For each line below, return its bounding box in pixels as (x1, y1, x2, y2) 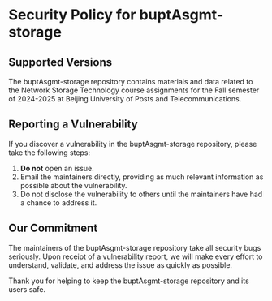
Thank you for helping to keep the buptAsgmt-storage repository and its (8, 276, 249, 286)
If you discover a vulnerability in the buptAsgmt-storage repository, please (8, 139, 257, 148)
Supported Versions (8, 55, 112, 69)
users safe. (8, 284, 46, 294)
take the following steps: (8, 148, 91, 157)
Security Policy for (8, 6, 136, 24)
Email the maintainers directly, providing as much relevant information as (19, 172, 264, 182)
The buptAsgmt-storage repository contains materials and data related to (8, 77, 253, 86)
